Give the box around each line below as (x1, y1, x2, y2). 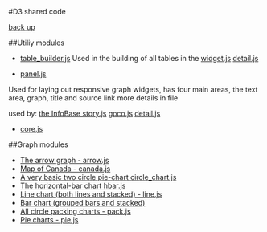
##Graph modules (8, 140, 68, 149)
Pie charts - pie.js (19, 215, 79, 224)
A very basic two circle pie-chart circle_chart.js (19, 173, 177, 181)
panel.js (19, 69, 47, 79)
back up (8, 22, 36, 31)
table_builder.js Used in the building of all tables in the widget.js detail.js (19, 54, 259, 63)
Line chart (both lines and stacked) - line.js (19, 189, 162, 199)
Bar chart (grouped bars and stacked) (19, 198, 146, 207)
